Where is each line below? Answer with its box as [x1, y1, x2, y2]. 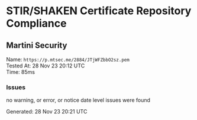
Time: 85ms [6, 69, 35, 75]
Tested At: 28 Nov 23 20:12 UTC [6, 62, 85, 69]
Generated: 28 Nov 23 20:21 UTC [6, 108, 88, 115]
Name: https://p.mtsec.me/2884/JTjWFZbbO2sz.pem [6, 56, 130, 63]
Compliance [6, 17, 67, 30]
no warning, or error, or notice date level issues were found [6, 96, 151, 104]
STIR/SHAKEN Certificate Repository [6, 4, 192, 18]
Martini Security [6, 40, 67, 50]
